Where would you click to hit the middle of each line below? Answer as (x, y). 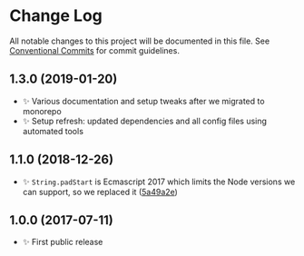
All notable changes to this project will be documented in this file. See (140, 41)
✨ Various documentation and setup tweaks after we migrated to (143, 101)
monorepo (42, 111)
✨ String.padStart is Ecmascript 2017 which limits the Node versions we (159, 182)
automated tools (53, 131)
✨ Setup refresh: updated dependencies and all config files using (145, 121)
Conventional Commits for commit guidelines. (94, 50)
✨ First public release (63, 242)
